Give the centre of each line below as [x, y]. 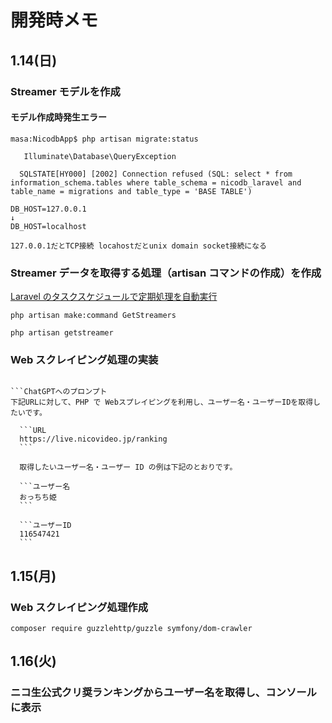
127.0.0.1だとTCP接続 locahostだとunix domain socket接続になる [138, 246]
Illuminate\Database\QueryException [100, 156]
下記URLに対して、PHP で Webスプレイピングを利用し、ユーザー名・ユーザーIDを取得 [162, 402]
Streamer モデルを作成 [65, 91]
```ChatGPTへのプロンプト [59, 392]
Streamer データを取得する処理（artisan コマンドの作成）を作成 [166, 273]
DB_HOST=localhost [48, 226]
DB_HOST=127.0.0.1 [48, 209]
